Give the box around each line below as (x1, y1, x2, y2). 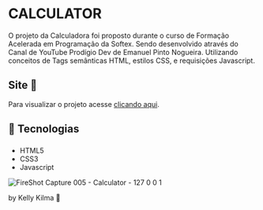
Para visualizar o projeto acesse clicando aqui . (8, 99, 160, 109)
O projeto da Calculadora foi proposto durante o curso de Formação (8, 31, 230, 40)
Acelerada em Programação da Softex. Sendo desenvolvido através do (8, 39, 239, 48)
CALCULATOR (8, 5, 103, 23)
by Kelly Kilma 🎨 (8, 193, 61, 203)
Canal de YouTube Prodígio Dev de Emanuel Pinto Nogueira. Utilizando (8, 47, 239, 57)
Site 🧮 (8, 79, 38, 92)
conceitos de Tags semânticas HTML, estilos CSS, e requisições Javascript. (8, 56, 255, 65)
